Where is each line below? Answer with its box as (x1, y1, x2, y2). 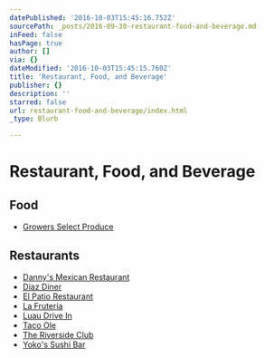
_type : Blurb (9, 114, 59, 123)
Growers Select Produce (22, 221, 114, 232)
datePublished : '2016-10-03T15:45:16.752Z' (9, 13, 176, 23)
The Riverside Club (22, 329, 94, 340)
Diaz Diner (22, 281, 62, 292)
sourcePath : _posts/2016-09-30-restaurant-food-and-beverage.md (9, 22, 257, 31)
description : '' (9, 89, 71, 98)
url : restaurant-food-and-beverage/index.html (9, 106, 188, 115)
